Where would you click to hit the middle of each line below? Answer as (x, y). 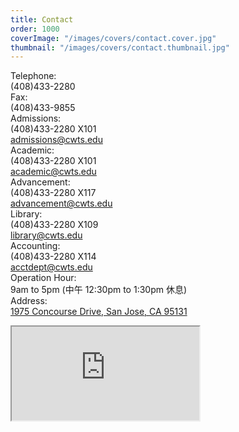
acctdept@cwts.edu (51, 267)
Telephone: (33, 76)
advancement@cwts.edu (61, 203)
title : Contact (42, 19)
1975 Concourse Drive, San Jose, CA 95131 (99, 312)
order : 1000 (35, 29)
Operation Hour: (43, 278)
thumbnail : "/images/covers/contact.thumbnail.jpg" (120, 47)
